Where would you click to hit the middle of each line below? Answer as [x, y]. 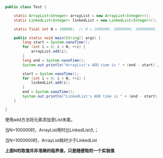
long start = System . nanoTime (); [56, 42]
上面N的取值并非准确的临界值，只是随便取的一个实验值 [60, 150]
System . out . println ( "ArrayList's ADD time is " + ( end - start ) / [91, 65]
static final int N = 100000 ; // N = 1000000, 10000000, [73, 29]
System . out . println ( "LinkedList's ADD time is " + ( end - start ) [90, 96]
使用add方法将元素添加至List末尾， [40, 120]
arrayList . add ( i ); [49, 52]
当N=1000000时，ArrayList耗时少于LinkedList [51, 140]
